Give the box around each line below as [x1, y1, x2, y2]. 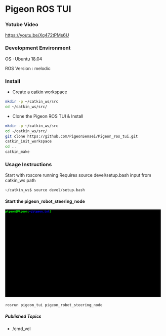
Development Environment [5, 44, 71, 51]
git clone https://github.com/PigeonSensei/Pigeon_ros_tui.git [5, 134, 138, 139]
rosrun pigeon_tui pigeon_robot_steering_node [5, 302, 103, 308]
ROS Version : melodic [5, 65, 51, 71]
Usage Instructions [5, 161, 52, 168]
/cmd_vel [12, 326, 31, 332]
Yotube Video [5, 21, 39, 28]
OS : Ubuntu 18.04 [5, 56, 42, 62]
